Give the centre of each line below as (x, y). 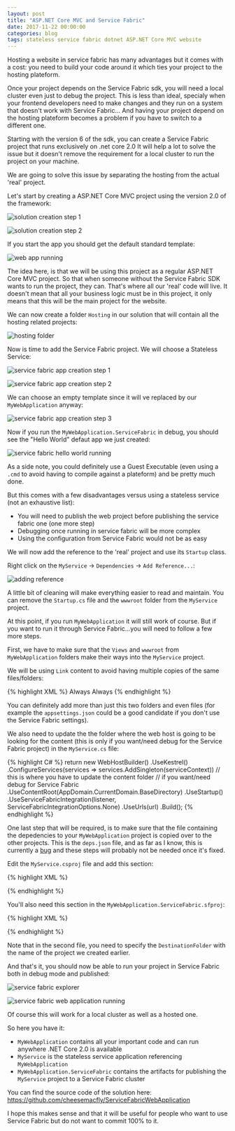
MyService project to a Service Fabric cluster (81, 1079)
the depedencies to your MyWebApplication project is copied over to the (109, 835)
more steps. (24, 636)
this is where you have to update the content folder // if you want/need (109, 777)
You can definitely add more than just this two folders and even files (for (111, 706)
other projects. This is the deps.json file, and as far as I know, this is (105, 843)
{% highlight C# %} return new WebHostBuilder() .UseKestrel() (98, 762)
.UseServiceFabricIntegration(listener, (62, 800)
